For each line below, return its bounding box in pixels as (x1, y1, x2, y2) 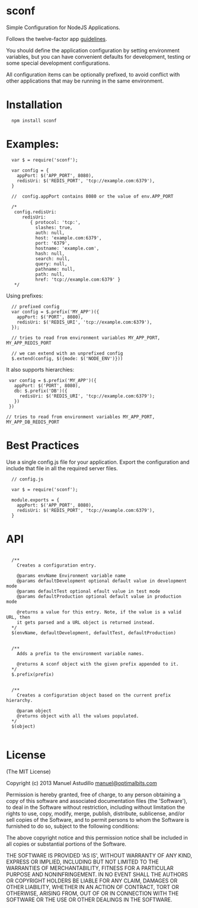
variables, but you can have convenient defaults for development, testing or (6, 53, 191, 60)
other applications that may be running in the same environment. (6, 77, 164, 84)
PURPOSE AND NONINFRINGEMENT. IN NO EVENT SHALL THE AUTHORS (6, 871, 189, 878)
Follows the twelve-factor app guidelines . (6, 35, 108, 42)
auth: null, (35, 230, 65, 236)
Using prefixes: (6, 292, 43, 299)
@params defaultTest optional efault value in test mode (17, 588, 161, 594)
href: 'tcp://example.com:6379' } (35, 276, 120, 283)
